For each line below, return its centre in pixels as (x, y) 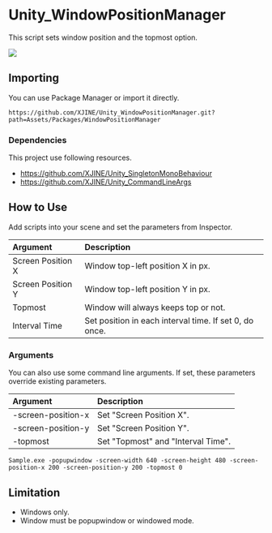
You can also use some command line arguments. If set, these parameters (132, 373)
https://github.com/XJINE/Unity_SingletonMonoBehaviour (116, 174)
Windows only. (45, 512)
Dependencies (38, 140)
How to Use (38, 207)
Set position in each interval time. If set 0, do (169, 320)
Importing (34, 78)
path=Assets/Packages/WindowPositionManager (85, 119)
